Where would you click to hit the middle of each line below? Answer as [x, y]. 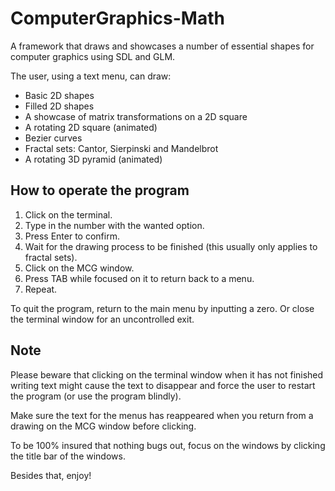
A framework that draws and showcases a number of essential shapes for [162, 46]
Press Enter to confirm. [72, 236]
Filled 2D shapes [59, 106]
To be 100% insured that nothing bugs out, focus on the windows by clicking [168, 445]
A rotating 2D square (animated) [91, 127]
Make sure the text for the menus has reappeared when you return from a [162, 415]
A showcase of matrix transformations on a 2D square [136, 116]
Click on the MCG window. [79, 268]
